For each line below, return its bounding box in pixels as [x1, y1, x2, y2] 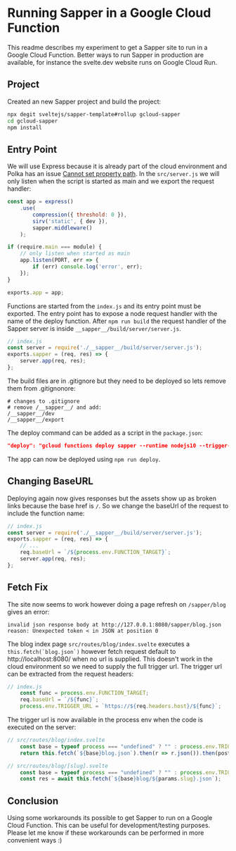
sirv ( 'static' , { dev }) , [32, 218, 109, 225]
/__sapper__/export [7, 416, 65, 423]
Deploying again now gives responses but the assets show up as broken [7, 494, 216, 503]
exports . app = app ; [7, 289, 65, 296]
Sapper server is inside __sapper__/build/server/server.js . [7, 324, 181, 332]
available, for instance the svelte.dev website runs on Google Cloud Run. [7, 58, 218, 66]
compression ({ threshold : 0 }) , [32, 211, 128, 218]
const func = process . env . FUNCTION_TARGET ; [20, 690, 150, 697]
